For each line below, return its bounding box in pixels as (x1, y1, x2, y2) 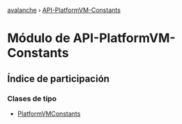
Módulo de (7, 31, 71, 46)
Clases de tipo (7, 93, 57, 103)
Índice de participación (7, 72, 110, 84)
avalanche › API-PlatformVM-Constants (7, 6, 121, 14)
